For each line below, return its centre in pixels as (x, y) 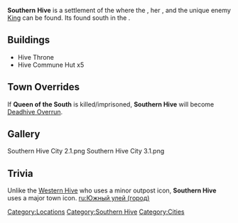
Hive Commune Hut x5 (51, 65)
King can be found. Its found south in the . (69, 18)
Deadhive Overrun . (35, 111)
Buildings (29, 40)
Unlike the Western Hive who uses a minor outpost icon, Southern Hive (112, 190)
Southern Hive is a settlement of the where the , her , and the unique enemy (119, 10)
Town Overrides (44, 87)
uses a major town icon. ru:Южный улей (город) (79, 198)
